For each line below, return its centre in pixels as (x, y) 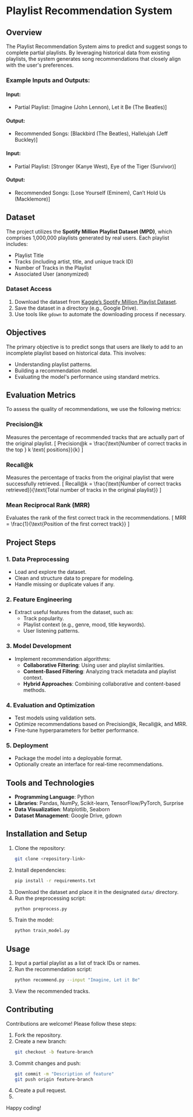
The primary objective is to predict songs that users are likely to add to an (94, 347)
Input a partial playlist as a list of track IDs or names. (77, 963)
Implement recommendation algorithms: (62, 659)
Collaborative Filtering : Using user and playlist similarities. (94, 665)
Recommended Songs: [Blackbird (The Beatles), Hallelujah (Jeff (91, 133)
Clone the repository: (40, 848)
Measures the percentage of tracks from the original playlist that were (90, 478)
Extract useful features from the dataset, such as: (74, 612)
